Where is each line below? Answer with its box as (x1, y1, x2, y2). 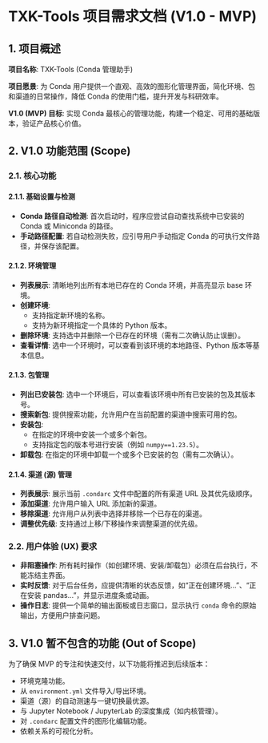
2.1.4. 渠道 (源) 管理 (8, 470, 72, 479)
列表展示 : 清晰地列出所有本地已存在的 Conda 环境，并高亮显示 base (19, 280, 244, 289)
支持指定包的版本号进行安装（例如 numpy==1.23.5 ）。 (31, 439, 204, 449)
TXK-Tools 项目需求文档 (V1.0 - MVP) (8, 7, 258, 26)
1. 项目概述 (8, 42, 62, 55)
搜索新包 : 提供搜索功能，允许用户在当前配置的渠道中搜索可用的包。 (19, 410, 242, 419)
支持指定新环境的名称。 (31, 310, 110, 320)
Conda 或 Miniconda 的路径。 (19, 221, 118, 231)
